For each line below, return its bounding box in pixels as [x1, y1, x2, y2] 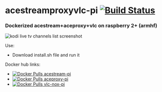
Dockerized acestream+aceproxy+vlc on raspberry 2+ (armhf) [5, 22, 158, 29]
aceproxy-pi [44, 76, 69, 82]
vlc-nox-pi [44, 81, 65, 87]
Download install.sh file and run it [12, 52, 80, 58]
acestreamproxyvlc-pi [5, 5, 98, 16]
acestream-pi [44, 71, 71, 77]
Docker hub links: [5, 61, 41, 68]
